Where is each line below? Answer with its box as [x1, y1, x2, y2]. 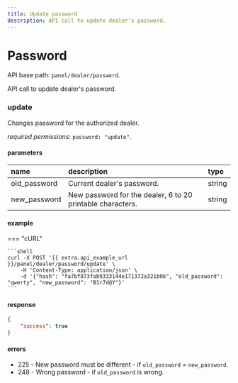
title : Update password [7, 10, 78, 18]
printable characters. [68, 199, 138, 209]
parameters [7, 148, 42, 157]
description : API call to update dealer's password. [7, 17, 166, 24]
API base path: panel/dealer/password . [7, 71, 120, 79]
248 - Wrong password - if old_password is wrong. [17, 368, 164, 377]
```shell [7, 248, 33, 255]
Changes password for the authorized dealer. [7, 118, 140, 127]
